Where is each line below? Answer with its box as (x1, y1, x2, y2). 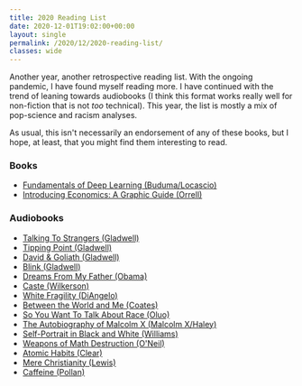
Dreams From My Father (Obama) (22, 271, 148, 281)
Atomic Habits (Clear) (22, 347, 103, 358)
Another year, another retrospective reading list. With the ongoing (9, 71, 253, 82)
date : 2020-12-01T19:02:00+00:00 (9, 22, 135, 31)
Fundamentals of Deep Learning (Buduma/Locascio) (22, 179, 217, 190)
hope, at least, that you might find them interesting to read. (9, 137, 228, 148)
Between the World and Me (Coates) (22, 299, 159, 310)
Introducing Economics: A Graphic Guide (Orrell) (22, 189, 203, 200)
